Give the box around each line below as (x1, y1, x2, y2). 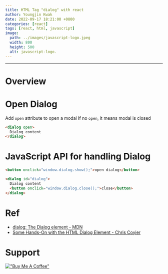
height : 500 (9, 45, 35, 50)
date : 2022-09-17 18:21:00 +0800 (5, 17, 75, 22)
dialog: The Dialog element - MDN (12, 224, 83, 230)
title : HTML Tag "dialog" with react (5, 7, 84, 13)
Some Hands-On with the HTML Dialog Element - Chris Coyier (12, 229, 141, 235)
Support (5, 246, 40, 258)
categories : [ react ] (5, 21, 48, 27)
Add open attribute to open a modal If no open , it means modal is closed (5, 115, 151, 121)
